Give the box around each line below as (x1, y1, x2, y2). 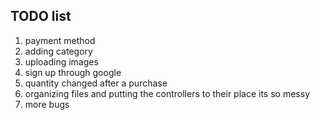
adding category (24, 45, 93, 57)
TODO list (10, 8, 72, 25)
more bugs (24, 98, 70, 110)
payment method (24, 34, 96, 46)
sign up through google (24, 66, 122, 78)
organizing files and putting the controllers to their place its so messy (24, 87, 310, 99)
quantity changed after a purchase (24, 77, 168, 89)
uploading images (24, 55, 99, 68)
